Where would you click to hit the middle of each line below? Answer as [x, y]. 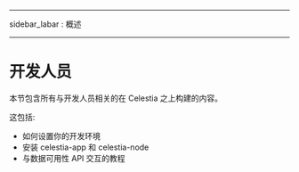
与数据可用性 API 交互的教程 [74, 158]
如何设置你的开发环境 [61, 135]
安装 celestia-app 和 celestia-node [85, 147]
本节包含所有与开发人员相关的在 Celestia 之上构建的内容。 [116, 98]
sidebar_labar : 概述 [45, 24]
